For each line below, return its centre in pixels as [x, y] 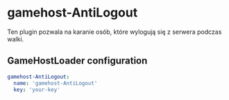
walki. [16, 39]
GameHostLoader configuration [77, 61]
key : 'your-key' [37, 90]
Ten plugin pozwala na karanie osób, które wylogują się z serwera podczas [114, 32]
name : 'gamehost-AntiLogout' [56, 83]
